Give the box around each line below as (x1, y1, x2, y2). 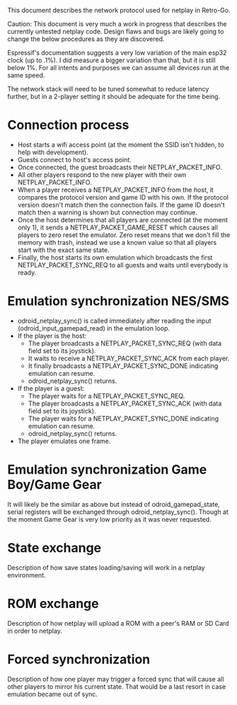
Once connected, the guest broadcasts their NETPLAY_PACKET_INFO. (17, 163, 223, 171)
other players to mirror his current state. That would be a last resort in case (7, 682, 226, 691)
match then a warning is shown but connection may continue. (17, 208, 198, 217)
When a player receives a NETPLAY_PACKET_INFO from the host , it (17, 185, 214, 194)
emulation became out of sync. (7, 689, 98, 698)
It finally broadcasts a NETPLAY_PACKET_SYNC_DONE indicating (28, 361, 219, 370)
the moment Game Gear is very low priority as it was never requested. (7, 515, 212, 523)
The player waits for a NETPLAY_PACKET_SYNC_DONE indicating (28, 414, 219, 423)
